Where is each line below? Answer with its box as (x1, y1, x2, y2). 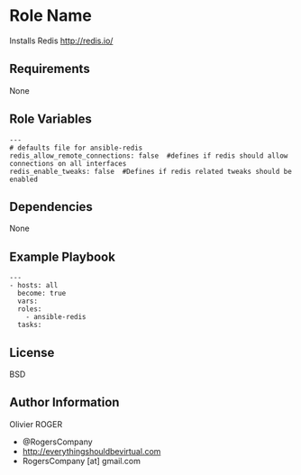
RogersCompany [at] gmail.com (22, 455, 141, 466)
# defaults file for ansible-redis (9, 143, 143, 152)
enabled (9, 175, 39, 184)
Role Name (9, 5, 92, 26)
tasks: (17, 321, 42, 330)
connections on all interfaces (9, 159, 127, 168)
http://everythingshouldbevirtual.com (22, 445, 161, 456)
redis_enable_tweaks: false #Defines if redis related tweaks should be (9, 167, 293, 176)
